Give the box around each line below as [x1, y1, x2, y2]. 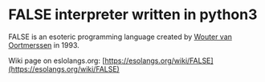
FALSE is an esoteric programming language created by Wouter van [8, 32, 233, 41]
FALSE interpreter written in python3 [8, 6, 258, 24]
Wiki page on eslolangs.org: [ [8, 56, 106, 65]
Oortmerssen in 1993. [8, 40, 80, 49]
